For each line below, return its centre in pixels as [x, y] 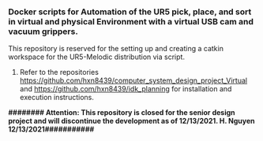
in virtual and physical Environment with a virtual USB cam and [131, 21]
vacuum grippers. [43, 32]
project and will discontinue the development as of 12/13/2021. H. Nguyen [131, 121]
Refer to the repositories [59, 72]
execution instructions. [57, 98]
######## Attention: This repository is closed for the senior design [122, 113]
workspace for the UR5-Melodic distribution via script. [97, 57]
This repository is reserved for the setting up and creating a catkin [116, 49]
